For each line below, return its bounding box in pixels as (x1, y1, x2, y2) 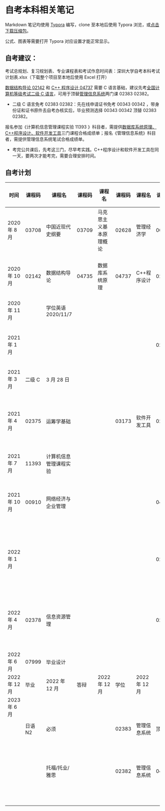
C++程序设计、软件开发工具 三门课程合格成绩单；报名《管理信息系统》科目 (5, 130, 156, 136)
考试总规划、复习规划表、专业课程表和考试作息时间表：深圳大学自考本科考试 (5, 68, 160, 74)
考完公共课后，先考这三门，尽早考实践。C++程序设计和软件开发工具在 (12, 146, 155, 152)
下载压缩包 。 (5, 28, 31, 33)
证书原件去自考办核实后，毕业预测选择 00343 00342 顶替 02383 (25, 107, 157, 113)
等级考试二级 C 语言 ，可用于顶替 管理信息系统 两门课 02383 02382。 (13, 90, 152, 96)
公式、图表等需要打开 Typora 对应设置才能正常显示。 (5, 38, 112, 44)
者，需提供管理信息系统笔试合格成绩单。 (5, 136, 87, 142)
